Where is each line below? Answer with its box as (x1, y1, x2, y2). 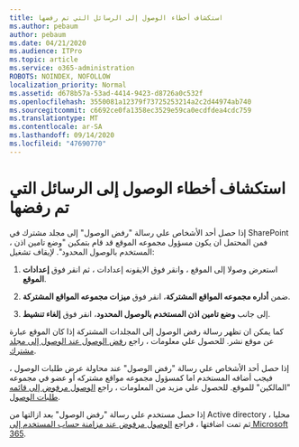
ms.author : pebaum (9, 22, 78, 31)
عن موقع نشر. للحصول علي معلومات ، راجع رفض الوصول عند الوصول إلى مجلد (9, 335, 275, 346)
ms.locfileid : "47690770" (9, 139, 106, 148)
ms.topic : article (9, 55, 78, 64)
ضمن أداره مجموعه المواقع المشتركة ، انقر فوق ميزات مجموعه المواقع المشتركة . (22, 291, 291, 302)
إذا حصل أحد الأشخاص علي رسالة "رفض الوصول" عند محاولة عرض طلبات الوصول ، (9, 362, 290, 373)
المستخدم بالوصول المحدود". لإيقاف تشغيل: (9, 246, 155, 257)
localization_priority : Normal (9, 80, 127, 89)
